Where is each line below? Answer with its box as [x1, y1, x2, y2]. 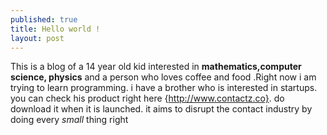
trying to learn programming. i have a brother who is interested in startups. [10, 82, 318, 94]
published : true [10, 14, 78, 25]
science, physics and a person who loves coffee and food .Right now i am [10, 71, 317, 83]
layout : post [10, 33, 65, 43]
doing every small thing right [10, 114, 129, 126]
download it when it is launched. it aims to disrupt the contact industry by [10, 103, 313, 115]
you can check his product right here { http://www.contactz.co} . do [10, 92, 285, 105]
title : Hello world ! [10, 24, 101, 34]
